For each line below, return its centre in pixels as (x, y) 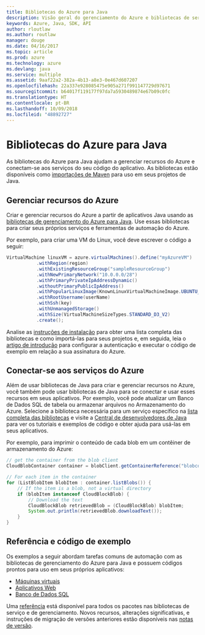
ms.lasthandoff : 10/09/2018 (42, 109)
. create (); (50, 320)
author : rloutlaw (28, 29)
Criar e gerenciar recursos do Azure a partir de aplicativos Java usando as (100, 215)
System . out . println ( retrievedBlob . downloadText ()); (95, 511)
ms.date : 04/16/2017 (33, 46)
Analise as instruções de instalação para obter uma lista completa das (94, 332)
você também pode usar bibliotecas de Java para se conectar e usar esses (101, 392)
